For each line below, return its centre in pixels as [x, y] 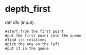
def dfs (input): [20, 22]
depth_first [28, 9]
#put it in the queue [27, 48]
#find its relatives [26, 40]
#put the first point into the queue [43, 36]
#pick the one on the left [32, 44]
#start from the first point [34, 31]
